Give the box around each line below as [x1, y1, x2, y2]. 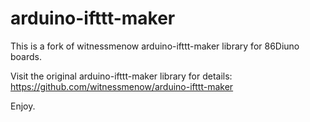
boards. [10, 50, 42, 62]
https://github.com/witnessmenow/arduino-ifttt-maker [10, 80, 234, 92]
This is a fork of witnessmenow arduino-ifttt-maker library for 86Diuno [10, 40, 300, 52]
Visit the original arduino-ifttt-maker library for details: [10, 70, 233, 82]
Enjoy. [10, 100, 36, 112]
